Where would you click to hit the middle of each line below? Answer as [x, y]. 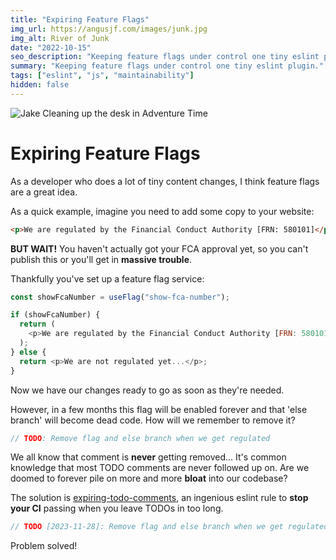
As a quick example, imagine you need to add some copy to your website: [162, 211]
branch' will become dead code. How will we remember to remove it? [153, 420]
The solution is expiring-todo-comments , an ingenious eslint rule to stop [159, 498]
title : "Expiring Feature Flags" [80, 19]
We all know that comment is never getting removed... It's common [148, 457]
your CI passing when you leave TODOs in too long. [117, 508]
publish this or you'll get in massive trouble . [101, 259]
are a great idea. [44, 192]
